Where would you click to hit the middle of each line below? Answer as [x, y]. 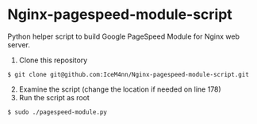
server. [19, 44]
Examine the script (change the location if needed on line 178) [120, 89]
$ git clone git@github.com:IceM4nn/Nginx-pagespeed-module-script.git [128, 74]
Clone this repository [53, 60]
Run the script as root [54, 97]
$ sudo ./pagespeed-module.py [58, 112]
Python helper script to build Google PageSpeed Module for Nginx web [123, 36]
